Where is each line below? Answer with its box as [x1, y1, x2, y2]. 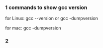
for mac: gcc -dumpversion [5, 25, 61, 31]
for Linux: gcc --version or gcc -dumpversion [5, 15, 99, 21]
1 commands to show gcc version [5, 4, 88, 11]
